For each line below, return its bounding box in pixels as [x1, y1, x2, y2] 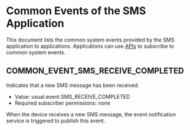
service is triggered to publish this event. [6, 117, 106, 124]
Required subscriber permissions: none [14, 99, 111, 106]
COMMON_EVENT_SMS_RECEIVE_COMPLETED [6, 66, 184, 76]
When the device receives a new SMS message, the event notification [6, 110, 176, 118]
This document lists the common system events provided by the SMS [6, 36, 175, 43]
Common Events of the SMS [6, 4, 146, 18]
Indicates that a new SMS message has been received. [6, 82, 140, 89]
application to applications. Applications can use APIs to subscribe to [6, 43, 174, 50]
